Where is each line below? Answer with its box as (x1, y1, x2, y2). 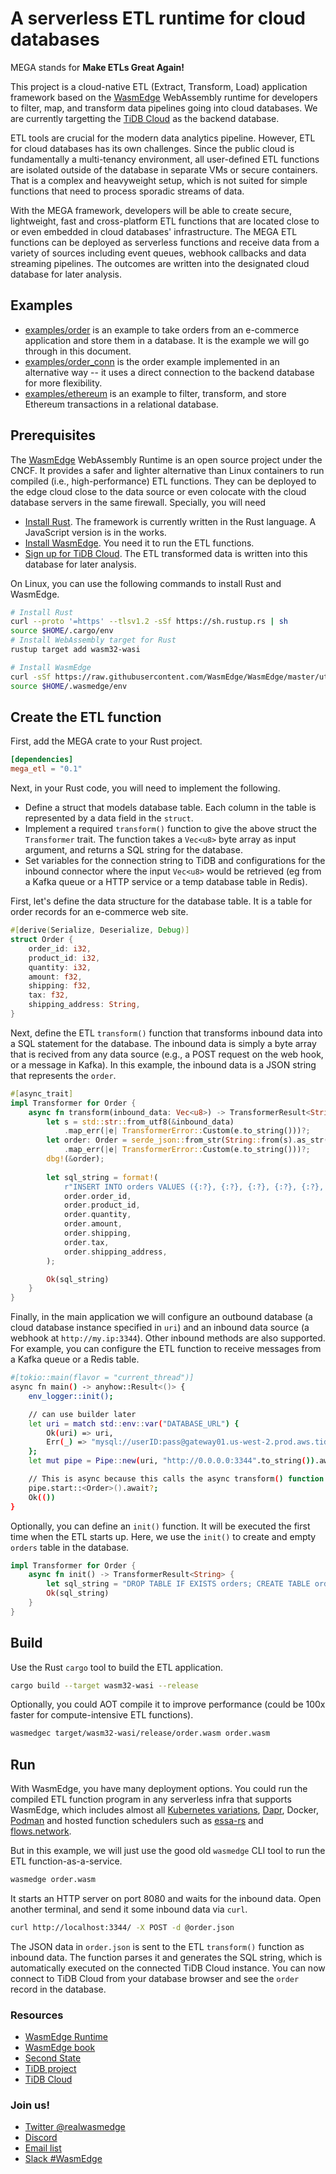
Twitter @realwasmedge (24, 2121, 126, 2133)
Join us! (10, 2098, 50, 2112)
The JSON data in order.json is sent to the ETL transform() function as (10, 1940, 305, 1952)
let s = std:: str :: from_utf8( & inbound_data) (46, 1117, 235, 1127)
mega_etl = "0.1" (10, 764, 83, 774)
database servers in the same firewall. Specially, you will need (10, 496, 267, 508)
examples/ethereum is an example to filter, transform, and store (24, 387, 287, 399)
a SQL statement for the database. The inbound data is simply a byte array (10, 1037, 317, 1049)
